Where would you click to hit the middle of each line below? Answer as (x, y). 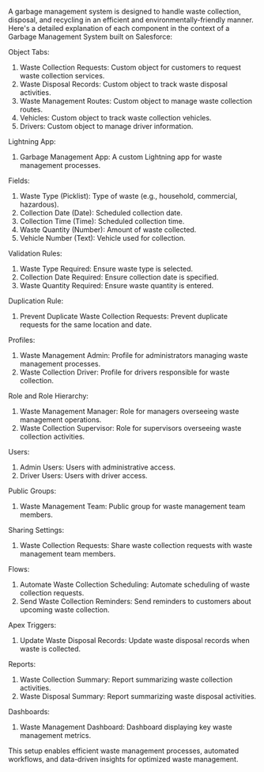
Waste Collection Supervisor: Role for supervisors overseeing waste (130, 428)
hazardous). (39, 204)
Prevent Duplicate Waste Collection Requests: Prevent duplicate (123, 316)
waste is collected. (50, 649)
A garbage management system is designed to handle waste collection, (124, 11)
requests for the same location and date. (86, 325)
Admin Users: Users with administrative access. (98, 467)
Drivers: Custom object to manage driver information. (106, 126)
